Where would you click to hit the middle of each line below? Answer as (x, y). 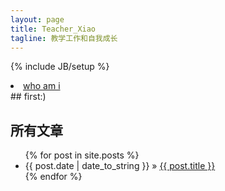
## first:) (28, 97)
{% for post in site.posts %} (82, 155)
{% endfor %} (53, 177)
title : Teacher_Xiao (53, 29)
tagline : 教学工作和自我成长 (64, 38)
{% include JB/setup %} (60, 67)
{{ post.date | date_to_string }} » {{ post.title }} (120, 166)
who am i (42, 86)
